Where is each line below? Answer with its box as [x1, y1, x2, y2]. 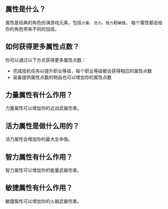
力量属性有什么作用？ [5, 91, 73, 99]
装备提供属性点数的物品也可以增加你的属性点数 [12, 74, 112, 80]
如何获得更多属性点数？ [5, 43, 79, 51]
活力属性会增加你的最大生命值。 [5, 136, 73, 142]
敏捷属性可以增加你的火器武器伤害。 [5, 198, 82, 204]
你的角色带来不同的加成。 [5, 26, 59, 32]
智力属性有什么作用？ [5, 153, 73, 161]
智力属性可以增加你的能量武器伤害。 [5, 167, 82, 173]
